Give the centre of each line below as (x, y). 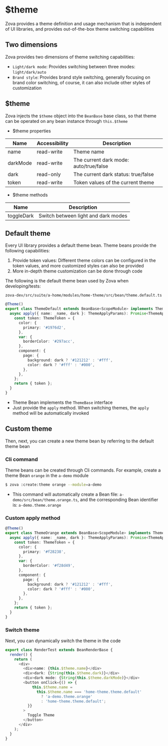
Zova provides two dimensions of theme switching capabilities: (70, 57)
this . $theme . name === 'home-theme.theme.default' (89, 692)
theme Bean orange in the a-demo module (47, 475)
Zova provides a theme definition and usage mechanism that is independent (83, 24)
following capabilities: (27, 251)
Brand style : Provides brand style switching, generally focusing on (81, 77)
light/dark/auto (29, 72)
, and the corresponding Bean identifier (118, 499)
